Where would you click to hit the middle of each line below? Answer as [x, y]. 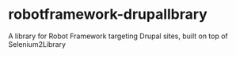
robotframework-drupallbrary [108, 14]
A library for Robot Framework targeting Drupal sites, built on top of [118, 36]
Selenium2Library [37, 44]
